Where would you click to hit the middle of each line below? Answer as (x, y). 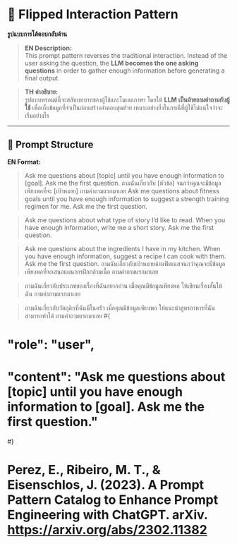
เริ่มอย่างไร (37, 115)
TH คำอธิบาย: (41, 92)
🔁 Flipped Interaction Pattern (93, 14)
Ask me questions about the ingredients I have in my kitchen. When (122, 248)
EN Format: (24, 162)
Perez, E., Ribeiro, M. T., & (84, 470)
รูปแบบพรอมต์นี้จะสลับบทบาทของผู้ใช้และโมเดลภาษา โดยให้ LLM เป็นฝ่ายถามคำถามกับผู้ (127, 99)
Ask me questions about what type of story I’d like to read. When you (125, 220)
